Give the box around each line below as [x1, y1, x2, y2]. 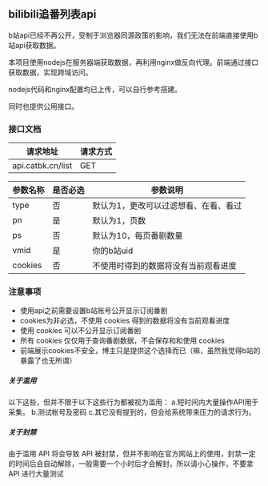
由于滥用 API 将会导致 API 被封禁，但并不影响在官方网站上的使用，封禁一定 [8, 449, 256, 459]
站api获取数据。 [8, 40, 61, 50]
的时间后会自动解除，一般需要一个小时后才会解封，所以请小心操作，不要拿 [8, 459, 254, 468]
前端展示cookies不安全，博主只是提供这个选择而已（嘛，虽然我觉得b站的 [19, 346, 261, 355]
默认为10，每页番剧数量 [92, 231, 183, 242]
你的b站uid [92, 245, 134, 256]
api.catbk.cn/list [12, 160, 73, 171]
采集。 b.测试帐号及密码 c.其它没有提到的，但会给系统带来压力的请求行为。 [8, 408, 256, 417]
